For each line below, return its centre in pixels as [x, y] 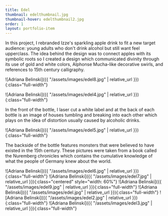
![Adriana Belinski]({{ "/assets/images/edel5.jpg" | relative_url [69, 130]
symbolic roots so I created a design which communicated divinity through [82, 59]
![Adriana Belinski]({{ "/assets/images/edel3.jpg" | [101, 203]
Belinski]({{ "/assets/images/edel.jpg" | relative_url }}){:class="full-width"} [82, 192]
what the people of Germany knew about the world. [58, 161]
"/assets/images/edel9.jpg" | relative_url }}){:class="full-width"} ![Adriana [81, 187]
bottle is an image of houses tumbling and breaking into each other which [81, 115]
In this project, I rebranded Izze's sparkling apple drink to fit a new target [80, 43]
